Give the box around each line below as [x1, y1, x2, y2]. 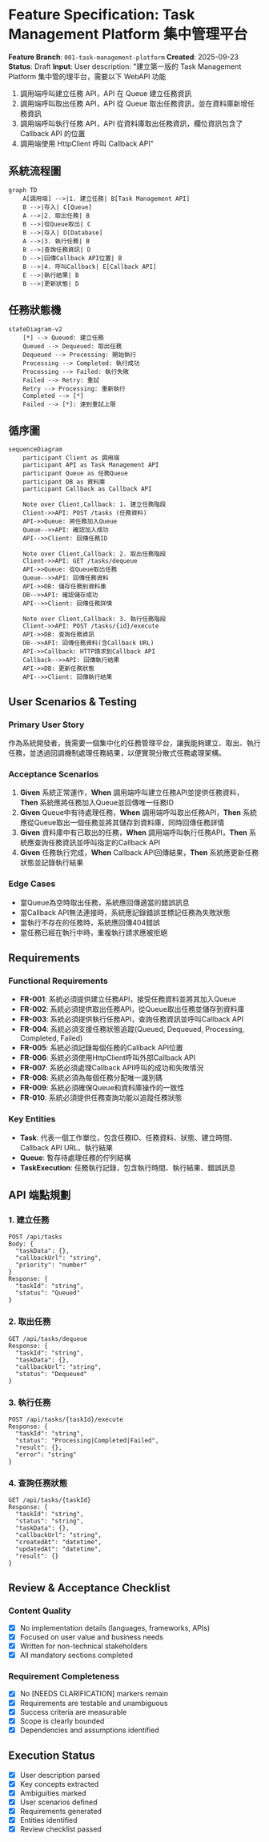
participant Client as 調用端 [22, 454, 120, 462]
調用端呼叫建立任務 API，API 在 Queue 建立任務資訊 [19, 88, 192, 98]
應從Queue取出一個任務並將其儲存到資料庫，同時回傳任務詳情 [19, 818, 225, 828]
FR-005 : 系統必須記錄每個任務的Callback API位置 [19, 1043, 183, 1053]
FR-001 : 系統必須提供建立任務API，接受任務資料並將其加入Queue [19, 994, 236, 1004]
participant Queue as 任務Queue [22, 470, 128, 478]
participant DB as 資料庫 [22, 478, 106, 486]
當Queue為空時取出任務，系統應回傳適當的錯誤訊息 [19, 897, 190, 907]
